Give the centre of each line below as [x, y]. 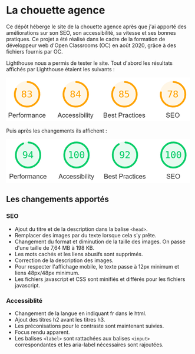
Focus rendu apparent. [42, 332]
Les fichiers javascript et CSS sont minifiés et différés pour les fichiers [100, 279]
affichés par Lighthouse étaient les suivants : [60, 69]
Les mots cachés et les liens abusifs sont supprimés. [79, 254]
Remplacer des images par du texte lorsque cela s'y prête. [85, 235]
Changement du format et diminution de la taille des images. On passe [100, 241]
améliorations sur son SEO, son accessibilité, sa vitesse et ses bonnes [91, 32]
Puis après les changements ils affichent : [57, 131]
